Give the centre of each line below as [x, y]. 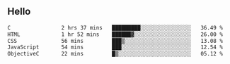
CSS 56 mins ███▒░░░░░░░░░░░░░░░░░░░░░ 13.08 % [115, 41]
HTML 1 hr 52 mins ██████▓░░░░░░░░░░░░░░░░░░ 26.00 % [115, 34]
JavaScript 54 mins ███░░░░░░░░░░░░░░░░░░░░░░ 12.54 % [115, 47]
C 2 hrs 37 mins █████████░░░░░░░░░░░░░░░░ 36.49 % [115, 27]
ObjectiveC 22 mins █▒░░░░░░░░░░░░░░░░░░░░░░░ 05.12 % [115, 54]
